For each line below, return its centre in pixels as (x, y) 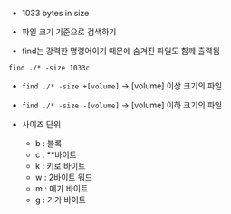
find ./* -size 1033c (49, 68)
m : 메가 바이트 (62, 188)
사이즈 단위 (41, 124)
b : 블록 (48, 143)
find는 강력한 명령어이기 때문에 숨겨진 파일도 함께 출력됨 (121, 51)
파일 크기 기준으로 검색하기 (69, 32)
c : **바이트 (56, 154)
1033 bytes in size (55, 13)
